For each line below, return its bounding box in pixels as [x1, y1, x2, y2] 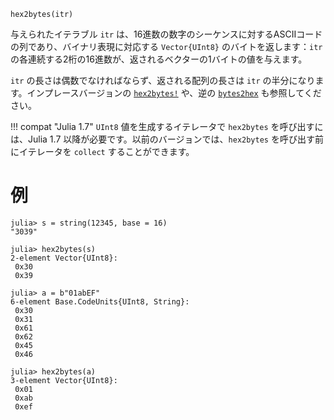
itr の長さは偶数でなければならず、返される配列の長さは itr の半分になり [10, 75, 316, 86]
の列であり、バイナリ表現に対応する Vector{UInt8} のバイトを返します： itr [10, 41, 323, 52]
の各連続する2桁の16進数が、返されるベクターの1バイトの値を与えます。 [10, 53, 308, 65]
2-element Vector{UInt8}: [10, 253, 118, 263]
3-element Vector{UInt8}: [10, 375, 118, 385]
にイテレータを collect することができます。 [10, 146, 195, 157]
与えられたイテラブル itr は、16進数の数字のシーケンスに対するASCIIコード [10, 28, 323, 40]
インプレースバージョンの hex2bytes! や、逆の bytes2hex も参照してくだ [26, 87, 322, 99]
